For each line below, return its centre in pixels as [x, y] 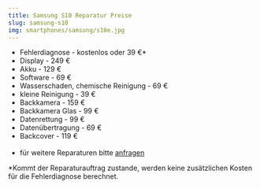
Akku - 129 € [40, 69]
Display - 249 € [45, 61]
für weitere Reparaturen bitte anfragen [82, 153]
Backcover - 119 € [48, 136]
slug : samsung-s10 [38, 23]
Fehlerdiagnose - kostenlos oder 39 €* [83, 53]
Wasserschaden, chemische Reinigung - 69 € [94, 86]
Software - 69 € [46, 78]
